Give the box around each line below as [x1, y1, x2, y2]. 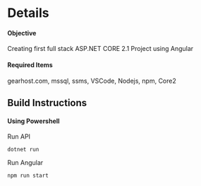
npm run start [7, 172, 49, 180]
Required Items [7, 60, 53, 69]
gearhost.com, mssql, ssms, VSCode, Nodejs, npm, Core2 [7, 76, 176, 85]
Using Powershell [7, 117, 60, 125]
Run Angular [7, 158, 44, 167]
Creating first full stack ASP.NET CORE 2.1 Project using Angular [7, 45, 194, 53]
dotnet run [7, 146, 39, 153]
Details [7, 5, 49, 21]
